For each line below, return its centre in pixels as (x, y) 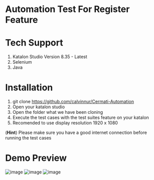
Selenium (22, 62)
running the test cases (28, 138)
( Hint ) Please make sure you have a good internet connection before (76, 133)
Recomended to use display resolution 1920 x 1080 (65, 123)
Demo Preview (36, 158)
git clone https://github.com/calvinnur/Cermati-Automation (73, 102)
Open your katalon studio (39, 107)
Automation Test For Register (67, 9)
